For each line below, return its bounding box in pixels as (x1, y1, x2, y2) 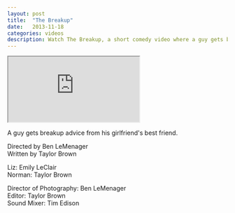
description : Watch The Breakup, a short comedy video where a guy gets (7, 36, 224, 43)
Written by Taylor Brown (7, 149, 77, 158)
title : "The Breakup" (7, 17, 73, 24)
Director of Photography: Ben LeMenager (7, 184, 127, 193)
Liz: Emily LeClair (7, 163, 57, 172)
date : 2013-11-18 (7, 23, 64, 30)
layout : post (7, 10, 45, 17)
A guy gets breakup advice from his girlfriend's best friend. (7, 128, 178, 137)
